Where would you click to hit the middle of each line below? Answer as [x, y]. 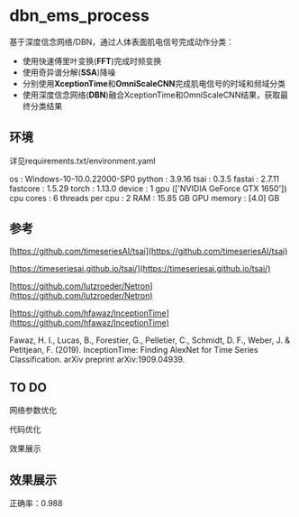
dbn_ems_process [80, 16]
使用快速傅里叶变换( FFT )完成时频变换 [92, 60]
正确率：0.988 [36, 503]
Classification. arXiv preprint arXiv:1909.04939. [97, 359]
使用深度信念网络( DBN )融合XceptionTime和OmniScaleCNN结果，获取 [151, 95]
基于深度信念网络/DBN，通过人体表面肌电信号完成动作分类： [122, 42]
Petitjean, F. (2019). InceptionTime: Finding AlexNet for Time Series [134, 349]
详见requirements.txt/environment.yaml [82, 161]
